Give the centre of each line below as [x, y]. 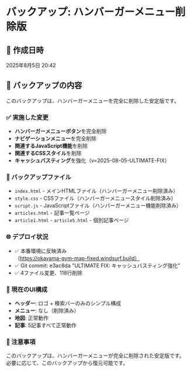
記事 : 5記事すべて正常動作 [46, 325]
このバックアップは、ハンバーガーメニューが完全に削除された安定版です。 [95, 356]
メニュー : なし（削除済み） [47, 310]
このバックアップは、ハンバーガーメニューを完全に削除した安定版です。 [93, 101]
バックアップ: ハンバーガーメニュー [91, 12]
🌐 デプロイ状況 [27, 237]
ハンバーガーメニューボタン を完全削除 [60, 131]
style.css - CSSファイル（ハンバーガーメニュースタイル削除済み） [95, 198]
